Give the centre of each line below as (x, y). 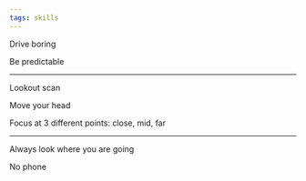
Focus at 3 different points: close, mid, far (88, 123)
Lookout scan (35, 87)
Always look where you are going (72, 149)
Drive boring (33, 44)
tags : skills (34, 18)
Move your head (40, 105)
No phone (28, 166)
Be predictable (37, 61)
